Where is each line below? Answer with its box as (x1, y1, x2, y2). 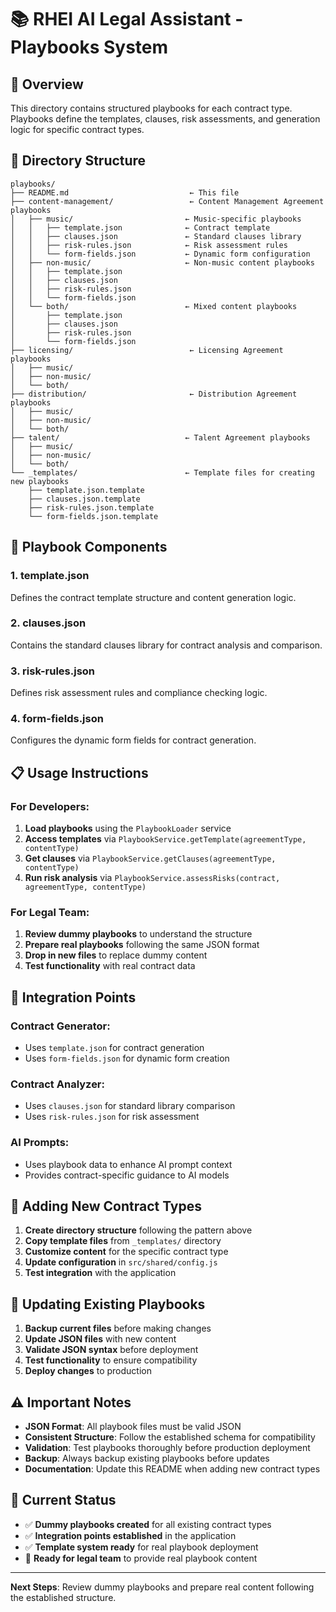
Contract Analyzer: (10, 1077, 105, 1091)
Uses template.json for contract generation (24, 1042, 205, 1054)
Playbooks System (10, 36, 169, 59)
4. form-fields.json (10, 712, 104, 726)
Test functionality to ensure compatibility (24, 1354, 198, 1366)
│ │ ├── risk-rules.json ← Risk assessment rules (10, 240, 288, 250)
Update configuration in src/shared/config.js (24, 1256, 218, 1268)
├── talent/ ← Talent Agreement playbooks (10, 432, 311, 443)
